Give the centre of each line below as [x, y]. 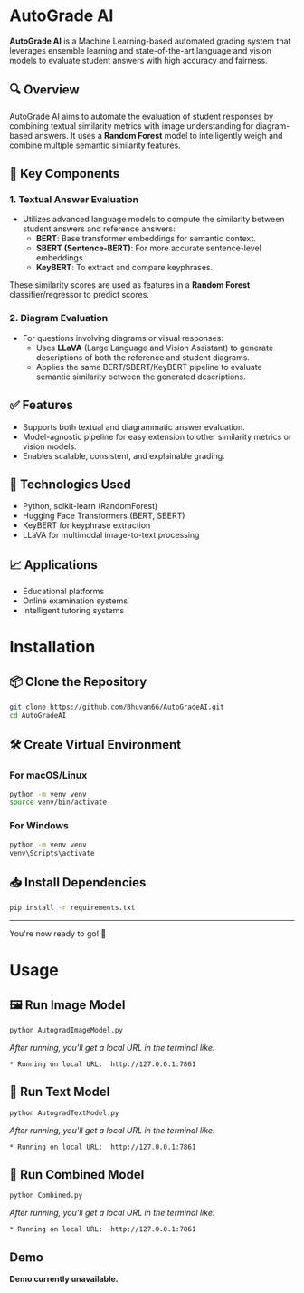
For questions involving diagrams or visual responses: [123, 338]
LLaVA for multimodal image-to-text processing [111, 535]
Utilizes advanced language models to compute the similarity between [153, 220]
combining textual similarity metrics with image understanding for [132, 126]
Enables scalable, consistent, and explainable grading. [123, 455]
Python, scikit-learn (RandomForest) [90, 506]
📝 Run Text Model [60, 1092]
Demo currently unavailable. [64, 1279]
